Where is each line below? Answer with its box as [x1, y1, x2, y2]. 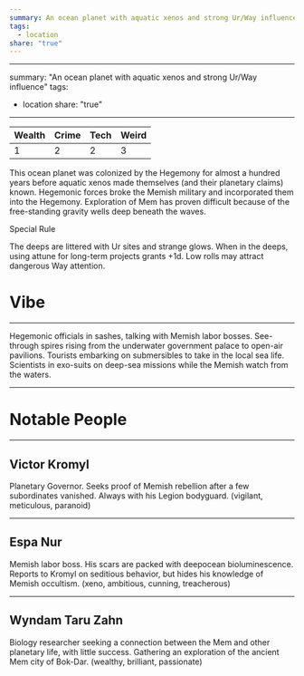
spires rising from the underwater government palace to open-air [40, 341, 283, 352]
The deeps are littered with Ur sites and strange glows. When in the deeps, [9, 241, 289, 252]
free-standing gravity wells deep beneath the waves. [9, 206, 206, 217]
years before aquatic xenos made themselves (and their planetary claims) [9, 178, 284, 188]
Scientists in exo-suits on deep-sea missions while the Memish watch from [9, 360, 289, 371]
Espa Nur [9, 535, 62, 550]
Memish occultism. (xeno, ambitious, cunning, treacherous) [9, 577, 231, 589]
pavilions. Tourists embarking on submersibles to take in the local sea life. [9, 350, 285, 361]
